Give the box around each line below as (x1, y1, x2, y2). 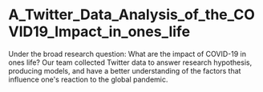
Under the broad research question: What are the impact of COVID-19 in (8, 49, 247, 58)
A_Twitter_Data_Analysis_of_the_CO (8, 6, 255, 24)
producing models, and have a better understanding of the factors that (8, 66, 241, 75)
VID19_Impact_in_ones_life (8, 22, 191, 41)
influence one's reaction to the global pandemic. (8, 74, 168, 84)
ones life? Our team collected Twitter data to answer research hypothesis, (8, 58, 253, 67)
